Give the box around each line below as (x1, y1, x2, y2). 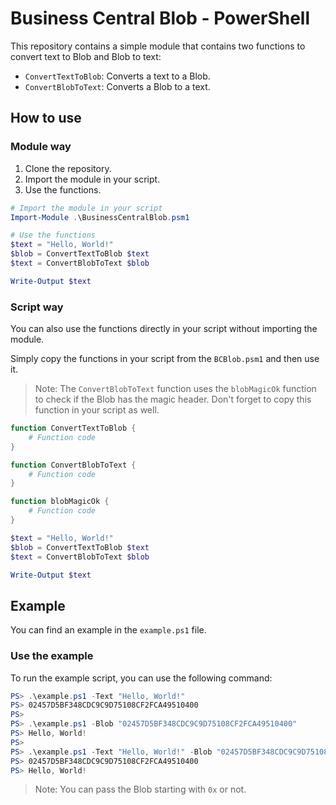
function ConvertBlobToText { (10, 460, 137, 470)
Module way (10, 140, 72, 154)
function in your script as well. (34, 404, 160, 416)
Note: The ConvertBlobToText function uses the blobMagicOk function (34, 383, 317, 395)
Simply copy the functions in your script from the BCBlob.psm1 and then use (10, 353, 320, 365)
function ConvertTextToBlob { (10, 423, 137, 434)
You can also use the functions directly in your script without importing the (10, 323, 318, 335)
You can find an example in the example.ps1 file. (10, 624, 207, 636)
